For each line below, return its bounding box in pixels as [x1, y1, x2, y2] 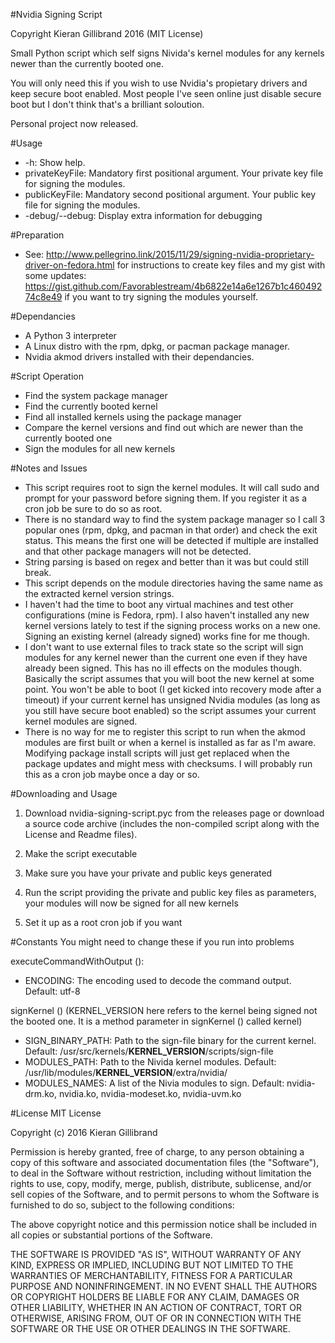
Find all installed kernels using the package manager [24, 411, 242, 423]
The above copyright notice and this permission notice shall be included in [10, 1219, 317, 1230]
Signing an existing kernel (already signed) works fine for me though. [24, 630, 310, 642]
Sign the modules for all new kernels [24, 443, 176, 454]
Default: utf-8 [24, 985, 81, 997]
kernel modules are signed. [24, 715, 138, 727]
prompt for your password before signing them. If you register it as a [24, 492, 308, 504]
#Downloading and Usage [10, 788, 118, 799]
